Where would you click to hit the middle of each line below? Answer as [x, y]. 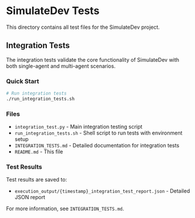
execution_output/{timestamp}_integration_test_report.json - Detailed [102, 191]
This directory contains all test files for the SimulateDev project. [83, 27]
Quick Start [23, 81]
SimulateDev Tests [53, 11]
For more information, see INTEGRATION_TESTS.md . [65, 209]
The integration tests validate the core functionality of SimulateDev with [93, 59]
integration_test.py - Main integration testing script [78, 127]
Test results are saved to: [37, 180]
